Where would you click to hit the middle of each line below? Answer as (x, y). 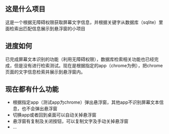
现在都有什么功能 (32, 89)
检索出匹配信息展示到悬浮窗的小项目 (47, 28)
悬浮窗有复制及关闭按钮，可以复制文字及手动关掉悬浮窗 (70, 121)
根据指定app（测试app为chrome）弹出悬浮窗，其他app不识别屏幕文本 (86, 102)
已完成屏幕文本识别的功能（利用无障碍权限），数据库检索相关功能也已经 (80, 59)
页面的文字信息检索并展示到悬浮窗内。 (45, 72)
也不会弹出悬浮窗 (39, 109)
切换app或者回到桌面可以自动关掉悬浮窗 (54, 115)
